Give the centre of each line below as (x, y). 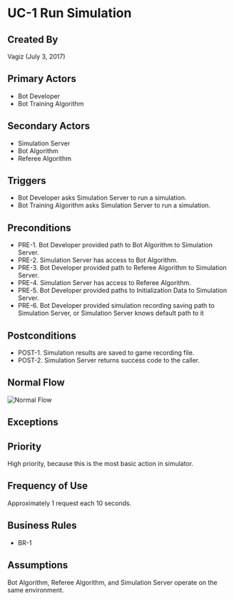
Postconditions (42, 335)
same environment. (36, 590)
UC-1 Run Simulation (70, 13)
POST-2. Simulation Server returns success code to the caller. (109, 361)
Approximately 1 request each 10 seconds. (70, 503)
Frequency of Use (47, 486)
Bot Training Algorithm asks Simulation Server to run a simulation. (114, 205)
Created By (33, 40)
